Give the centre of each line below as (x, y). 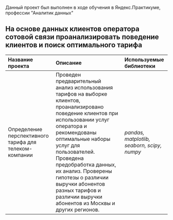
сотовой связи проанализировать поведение (82, 37)
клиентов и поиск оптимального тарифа (74, 45)
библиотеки (140, 66)
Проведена (70, 158)
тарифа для (22, 142)
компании (20, 155)
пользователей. (75, 152)
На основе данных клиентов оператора (73, 29)
